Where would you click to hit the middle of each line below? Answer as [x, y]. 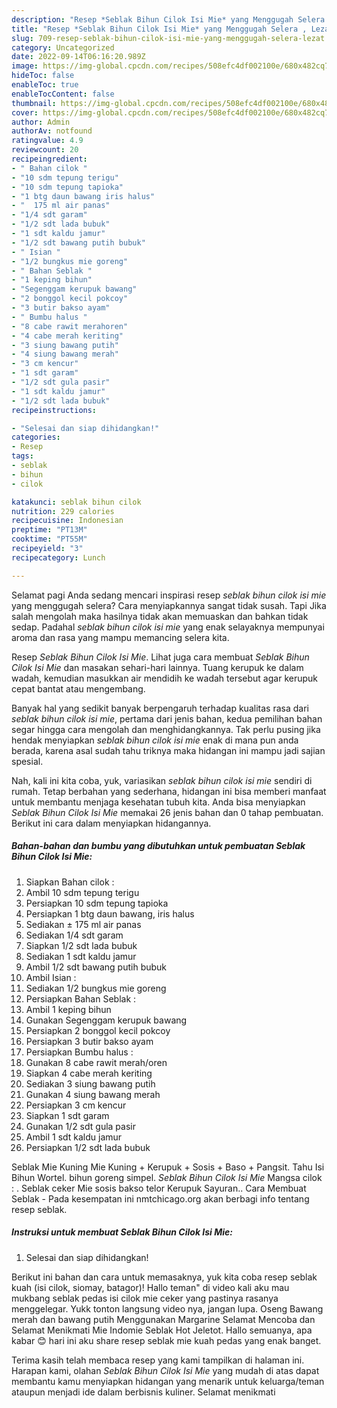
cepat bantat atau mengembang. [78, 688]
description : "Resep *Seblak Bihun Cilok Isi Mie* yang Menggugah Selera [168, 19]
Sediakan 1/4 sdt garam [74, 935]
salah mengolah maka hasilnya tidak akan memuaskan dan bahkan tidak [160, 616]
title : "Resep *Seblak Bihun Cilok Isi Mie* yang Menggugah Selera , [159, 29]
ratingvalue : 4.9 [47, 141]
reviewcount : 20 [45, 150]
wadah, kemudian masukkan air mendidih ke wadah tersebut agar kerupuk [164, 678]
